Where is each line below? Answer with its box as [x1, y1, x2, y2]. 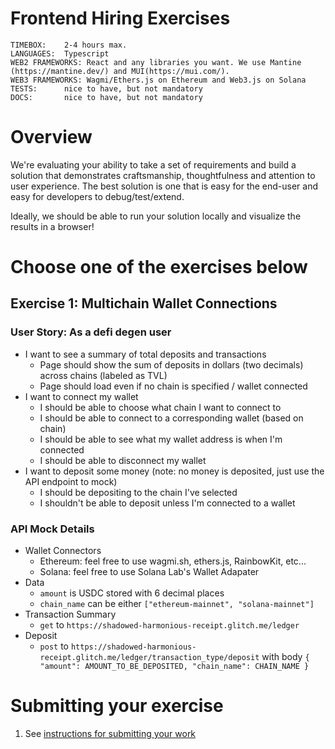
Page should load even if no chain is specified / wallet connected [39, 380, 308, 392]
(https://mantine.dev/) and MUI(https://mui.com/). [10, 66, 230, 76]
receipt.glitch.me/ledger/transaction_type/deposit [39, 653, 260, 663]
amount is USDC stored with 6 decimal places [39, 587, 225, 599]
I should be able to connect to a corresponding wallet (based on [39, 412, 304, 424]
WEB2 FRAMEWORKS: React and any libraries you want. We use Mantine [10, 57, 302, 67]
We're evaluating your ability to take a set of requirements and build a [10, 158, 297, 171]
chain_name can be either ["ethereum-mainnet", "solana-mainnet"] [39, 598, 315, 610]
